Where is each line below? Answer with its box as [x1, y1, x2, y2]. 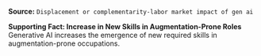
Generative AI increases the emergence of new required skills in [8, 31, 218, 39]
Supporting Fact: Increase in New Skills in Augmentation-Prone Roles [8, 22, 242, 31]
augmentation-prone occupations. [8, 39, 121, 48]
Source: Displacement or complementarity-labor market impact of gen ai [8, 7, 254, 16]
